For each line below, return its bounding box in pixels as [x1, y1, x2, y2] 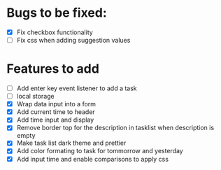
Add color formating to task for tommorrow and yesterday [16, 147, 183, 155]
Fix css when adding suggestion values [16, 36, 131, 44]
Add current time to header [16, 108, 95, 116]
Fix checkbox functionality [16, 28, 94, 36]
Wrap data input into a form [16, 100, 96, 108]
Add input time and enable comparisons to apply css [16, 155, 169, 163]
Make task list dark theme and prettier [16, 139, 127, 148]
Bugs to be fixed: [6, 5, 108, 21]
